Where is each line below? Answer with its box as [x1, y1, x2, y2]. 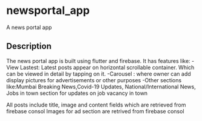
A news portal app [6, 24, 52, 31]
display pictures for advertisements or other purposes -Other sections [6, 76, 182, 83]
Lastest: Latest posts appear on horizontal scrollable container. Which [20, 64, 195, 71]
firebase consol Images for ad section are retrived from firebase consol [6, 107, 184, 115]
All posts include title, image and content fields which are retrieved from [6, 101, 186, 108]
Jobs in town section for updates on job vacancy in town [6, 89, 148, 97]
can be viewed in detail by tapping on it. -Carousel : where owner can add [6, 70, 191, 77]
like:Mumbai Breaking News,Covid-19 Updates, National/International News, [6, 83, 196, 90]
